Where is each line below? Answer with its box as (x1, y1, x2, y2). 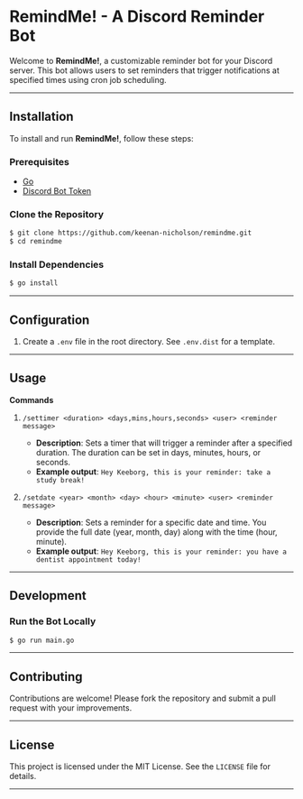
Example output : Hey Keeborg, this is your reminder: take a (35, 466, 271, 477)
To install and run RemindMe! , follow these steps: (9, 133, 194, 143)
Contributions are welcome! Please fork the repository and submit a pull (9, 693, 277, 704)
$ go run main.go (9, 636, 75, 645)
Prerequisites (9, 155, 69, 168)
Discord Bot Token (22, 186, 92, 197)
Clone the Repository (9, 207, 105, 220)
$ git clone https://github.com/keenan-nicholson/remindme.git (9, 228, 252, 238)
